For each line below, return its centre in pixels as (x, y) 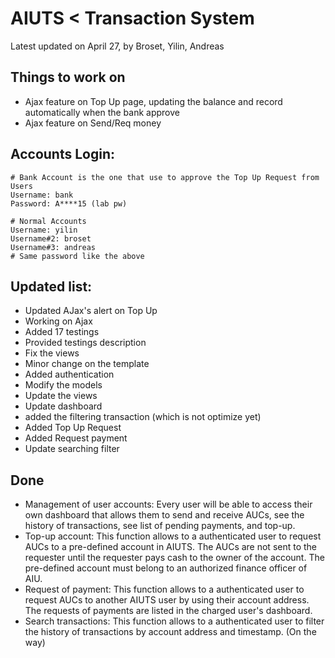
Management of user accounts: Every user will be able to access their (168, 504)
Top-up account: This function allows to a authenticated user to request (173, 536)
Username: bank (42, 195)
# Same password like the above (77, 256)
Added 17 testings (62, 332)
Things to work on (68, 77)
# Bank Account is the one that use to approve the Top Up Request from (165, 177)
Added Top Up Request (73, 428)
